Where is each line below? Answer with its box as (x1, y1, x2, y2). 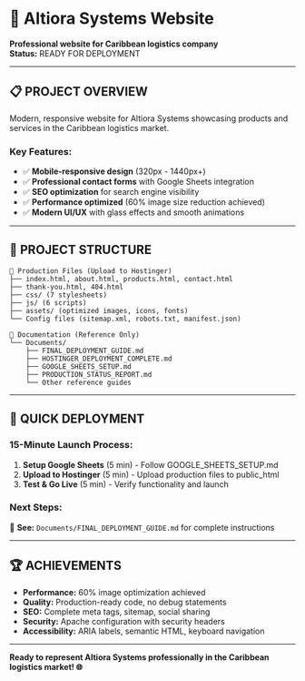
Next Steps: (9, 501, 63, 513)
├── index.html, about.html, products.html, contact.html (9, 274, 233, 283)
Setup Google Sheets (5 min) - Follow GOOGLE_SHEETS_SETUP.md (22, 459, 279, 470)
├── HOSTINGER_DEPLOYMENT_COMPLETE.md (25, 354, 172, 363)
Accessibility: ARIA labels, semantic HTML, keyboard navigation (22, 625, 265, 636)
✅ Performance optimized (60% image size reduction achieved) (22, 197, 266, 208)
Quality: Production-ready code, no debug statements (22, 596, 227, 607)
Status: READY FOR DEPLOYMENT (9, 47, 141, 58)
